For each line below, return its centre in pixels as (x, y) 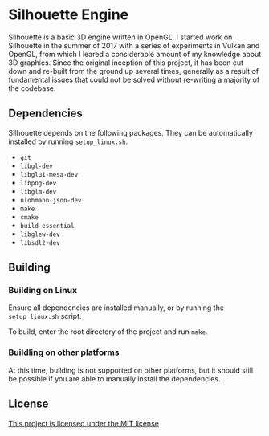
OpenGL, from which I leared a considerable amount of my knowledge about (135, 54)
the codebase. (32, 88)
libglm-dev (38, 192)
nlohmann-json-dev (51, 200)
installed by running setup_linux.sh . (68, 141)
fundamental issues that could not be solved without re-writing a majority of (134, 79)
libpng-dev (38, 183)
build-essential (47, 226)
